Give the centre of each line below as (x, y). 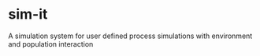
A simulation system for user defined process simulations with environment (130, 36)
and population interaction (51, 44)
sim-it (28, 14)
